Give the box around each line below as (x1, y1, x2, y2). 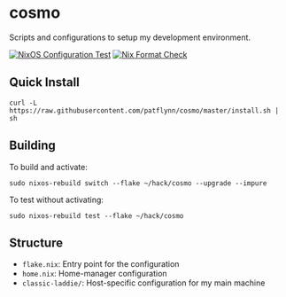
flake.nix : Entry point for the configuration (21, 259, 180, 270)
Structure (9, 235, 64, 250)
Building (9, 138, 56, 153)
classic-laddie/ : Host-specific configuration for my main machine (21, 277, 266, 288)
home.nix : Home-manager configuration (21, 269, 167, 279)
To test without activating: (9, 194, 104, 205)
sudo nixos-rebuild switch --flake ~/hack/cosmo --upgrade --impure (9, 178, 267, 188)
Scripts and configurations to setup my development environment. (9, 32, 251, 43)
